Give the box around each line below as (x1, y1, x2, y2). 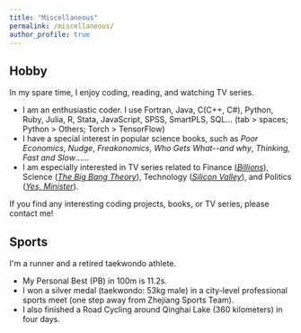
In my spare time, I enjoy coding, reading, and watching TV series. (9, 87, 254, 98)
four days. (22, 314, 60, 324)
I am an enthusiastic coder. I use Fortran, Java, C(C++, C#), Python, (22, 104, 274, 115)
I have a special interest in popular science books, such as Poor (22, 133, 259, 144)
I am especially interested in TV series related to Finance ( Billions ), (22, 162, 270, 173)
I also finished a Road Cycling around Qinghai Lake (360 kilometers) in (22, 304, 283, 315)
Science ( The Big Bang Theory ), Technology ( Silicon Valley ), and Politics (22, 172, 292, 183)
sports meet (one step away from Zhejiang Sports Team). (22, 294, 235, 305)
